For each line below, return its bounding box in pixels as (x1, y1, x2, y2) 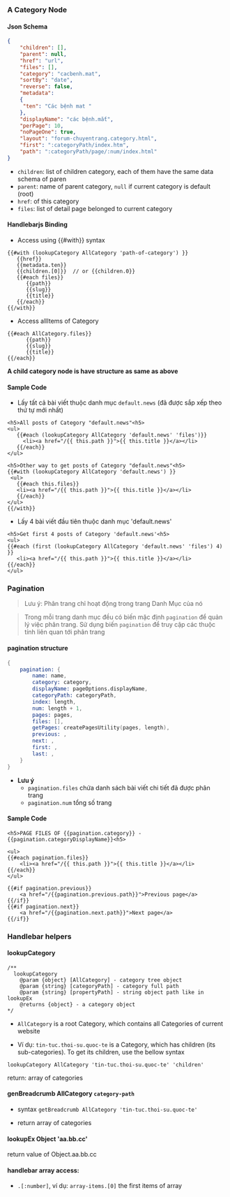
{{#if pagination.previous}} (7, 885, 92, 892)
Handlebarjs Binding (7, 220, 68, 228)
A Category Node (7, 5, 68, 15)
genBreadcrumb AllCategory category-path (7, 1089, 135, 1098)
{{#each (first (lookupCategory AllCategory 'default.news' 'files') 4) (7, 543, 223, 550)
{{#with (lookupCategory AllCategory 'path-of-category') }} (7, 249, 189, 256)
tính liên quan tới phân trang (24, 627, 105, 637)
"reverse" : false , (20, 83, 73, 90)
